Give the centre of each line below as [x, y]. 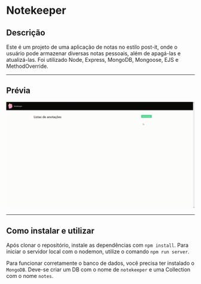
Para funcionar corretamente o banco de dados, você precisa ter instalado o [100, 263]
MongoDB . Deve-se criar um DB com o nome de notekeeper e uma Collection [98, 270]
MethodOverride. [28, 66]
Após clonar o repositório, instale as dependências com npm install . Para [98, 245]
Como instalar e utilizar [50, 231]
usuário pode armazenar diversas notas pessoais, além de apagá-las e [94, 53]
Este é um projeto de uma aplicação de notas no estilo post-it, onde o [92, 47]
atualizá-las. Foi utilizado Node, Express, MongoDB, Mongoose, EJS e [92, 60]
